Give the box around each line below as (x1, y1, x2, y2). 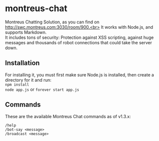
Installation (5, 59, 40, 67)
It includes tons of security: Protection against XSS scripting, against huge (5, 35, 154, 40)
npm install (5, 82, 29, 87)
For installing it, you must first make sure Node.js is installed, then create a (5, 71, 154, 78)
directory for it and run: (5, 77, 52, 83)
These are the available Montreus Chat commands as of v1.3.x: (5, 113, 131, 119)
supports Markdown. (5, 29, 47, 35)
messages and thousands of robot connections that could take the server (5, 39, 152, 45)
